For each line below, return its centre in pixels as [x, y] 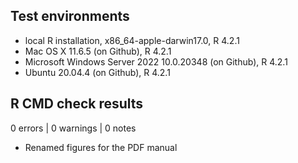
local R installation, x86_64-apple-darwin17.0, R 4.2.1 [132, 40]
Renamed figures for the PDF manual [101, 147]
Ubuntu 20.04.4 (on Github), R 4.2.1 [97, 72]
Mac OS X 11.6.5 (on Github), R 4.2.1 [98, 51]
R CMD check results [77, 104]
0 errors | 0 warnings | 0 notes [73, 128]
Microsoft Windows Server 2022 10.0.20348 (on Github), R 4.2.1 [156, 61]
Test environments [70, 16]
